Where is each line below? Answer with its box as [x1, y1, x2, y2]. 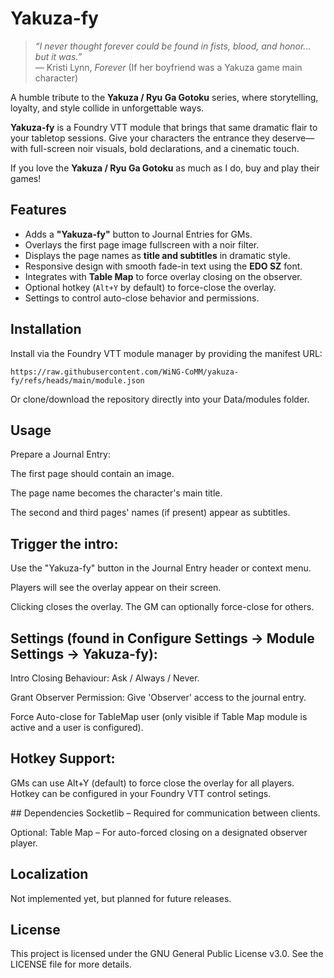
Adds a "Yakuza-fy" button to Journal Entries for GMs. [24, 228, 253, 240]
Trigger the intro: [10, 535, 119, 552]
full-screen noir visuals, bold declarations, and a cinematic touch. [29, 142, 300, 154]
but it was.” [34, 50, 83, 62]
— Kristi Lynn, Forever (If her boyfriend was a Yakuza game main [34, 61, 303, 73]
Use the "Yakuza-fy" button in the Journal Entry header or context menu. [10, 562, 312, 574]
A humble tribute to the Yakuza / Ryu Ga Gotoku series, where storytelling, [10, 91, 319, 103]
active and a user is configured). [10, 722, 144, 733]
